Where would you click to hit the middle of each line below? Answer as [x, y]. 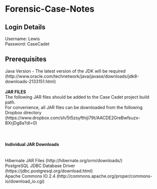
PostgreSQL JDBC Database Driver [40, 166]
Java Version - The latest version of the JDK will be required [65, 71]
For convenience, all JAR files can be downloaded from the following [74, 107]
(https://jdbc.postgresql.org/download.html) [49, 171]
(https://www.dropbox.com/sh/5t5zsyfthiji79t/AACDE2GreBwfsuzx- [73, 118]
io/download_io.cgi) [25, 181]
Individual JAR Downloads [32, 145]
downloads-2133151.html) [31, 81]
